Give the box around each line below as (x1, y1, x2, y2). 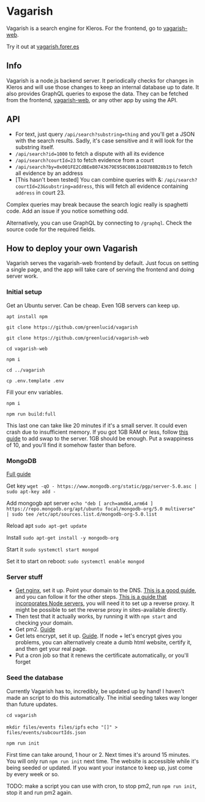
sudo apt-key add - (6, 488, 56, 495)
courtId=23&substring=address (15, 184, 93, 190)
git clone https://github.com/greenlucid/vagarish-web (6, 335, 149, 341)
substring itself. (15, 143, 54, 150)
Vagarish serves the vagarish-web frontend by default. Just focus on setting (6, 259, 199, 267)
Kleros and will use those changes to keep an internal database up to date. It (6, 83, 199, 91)
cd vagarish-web (6, 346, 48, 352)
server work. (6, 272, 39, 280)
